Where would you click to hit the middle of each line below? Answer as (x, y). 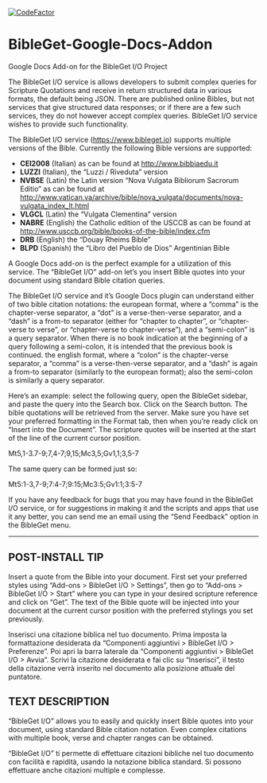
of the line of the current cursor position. (75, 438)
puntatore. (25, 676)
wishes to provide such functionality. (68, 124)
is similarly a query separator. (56, 380)
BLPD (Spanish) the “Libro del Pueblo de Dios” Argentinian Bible (125, 247)
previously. (26, 619)
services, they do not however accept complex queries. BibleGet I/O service (133, 115)
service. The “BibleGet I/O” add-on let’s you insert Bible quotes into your (127, 271)
